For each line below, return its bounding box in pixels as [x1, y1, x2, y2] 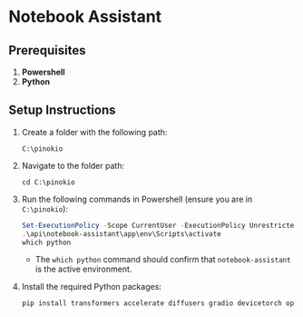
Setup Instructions [8, 103, 116, 118]
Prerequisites [8, 43, 86, 58]
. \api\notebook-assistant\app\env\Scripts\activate [21, 229, 221, 238]
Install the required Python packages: [21, 282, 162, 292]
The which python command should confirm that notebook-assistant [34, 254, 291, 265]
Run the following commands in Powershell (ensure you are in [21, 193, 253, 204]
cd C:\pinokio [21, 177, 75, 187]
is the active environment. [34, 263, 132, 274]
